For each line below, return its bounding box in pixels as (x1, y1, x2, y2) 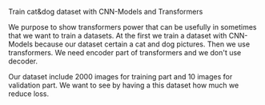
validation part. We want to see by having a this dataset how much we (8, 80, 239, 90)
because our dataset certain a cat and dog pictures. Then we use (34, 39, 251, 49)
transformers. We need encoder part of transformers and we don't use (8, 48, 242, 57)
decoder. (8, 56, 38, 66)
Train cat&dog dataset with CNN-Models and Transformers (8, 7, 203, 16)
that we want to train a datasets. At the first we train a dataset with (8, 31, 227, 40)
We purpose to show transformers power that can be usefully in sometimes (8, 22, 257, 31)
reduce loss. (8, 89, 50, 99)
